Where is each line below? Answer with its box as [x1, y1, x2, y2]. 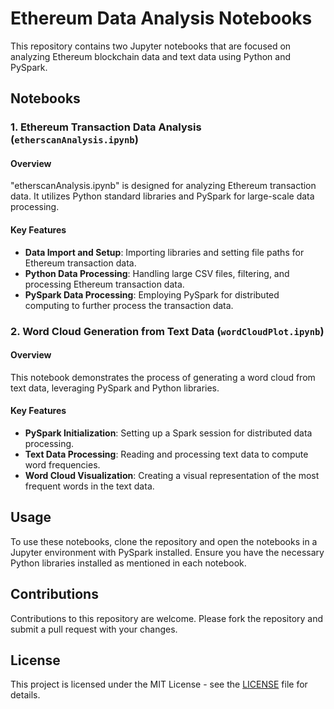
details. [10, 689, 41, 701]
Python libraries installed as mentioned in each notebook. [10, 557, 247, 569]
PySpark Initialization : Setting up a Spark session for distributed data [24, 427, 313, 439]
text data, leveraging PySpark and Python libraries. [10, 382, 220, 394]
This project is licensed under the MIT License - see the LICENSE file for [10, 678, 308, 691]
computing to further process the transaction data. [24, 299, 234, 311]
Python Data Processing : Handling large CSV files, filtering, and [24, 267, 290, 279]
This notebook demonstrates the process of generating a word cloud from [10, 371, 316, 383]
